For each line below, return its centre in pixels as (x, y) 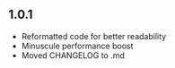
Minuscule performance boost (77, 46)
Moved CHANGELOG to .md (73, 55)
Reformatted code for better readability (94, 36)
